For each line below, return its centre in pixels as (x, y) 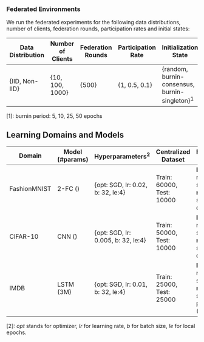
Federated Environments (43, 9)
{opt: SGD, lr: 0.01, (121, 284)
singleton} (176, 101)
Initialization (180, 47)
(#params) (73, 160)
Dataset (173, 160)
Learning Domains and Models (65, 135)
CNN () (67, 237)
